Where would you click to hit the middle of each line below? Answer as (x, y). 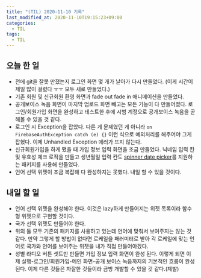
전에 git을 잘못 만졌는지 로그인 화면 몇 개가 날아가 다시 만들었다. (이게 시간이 (104, 81)
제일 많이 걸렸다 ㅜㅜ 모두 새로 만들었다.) (62, 89)
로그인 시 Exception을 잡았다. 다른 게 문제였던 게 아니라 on (83, 127)
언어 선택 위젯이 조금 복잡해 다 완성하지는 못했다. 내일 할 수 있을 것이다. (98, 172)
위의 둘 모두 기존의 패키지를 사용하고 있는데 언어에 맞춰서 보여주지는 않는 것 (103, 231)
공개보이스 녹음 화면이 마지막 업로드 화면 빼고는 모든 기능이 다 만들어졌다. (101, 104)
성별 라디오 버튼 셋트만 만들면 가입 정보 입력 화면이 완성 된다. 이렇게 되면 (100, 253)
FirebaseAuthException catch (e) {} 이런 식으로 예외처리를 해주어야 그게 (103, 134)
